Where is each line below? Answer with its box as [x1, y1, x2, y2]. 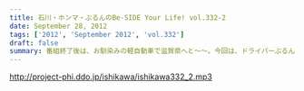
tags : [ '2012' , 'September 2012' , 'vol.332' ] [9, 30, 184, 39]
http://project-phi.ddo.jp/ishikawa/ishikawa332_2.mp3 [9, 71, 213, 82]
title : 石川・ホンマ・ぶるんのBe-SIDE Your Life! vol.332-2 [9, 13, 227, 23]
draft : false [9, 38, 59, 48]
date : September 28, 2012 [9, 22, 107, 31]
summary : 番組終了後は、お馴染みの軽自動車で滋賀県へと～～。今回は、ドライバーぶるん [9, 47, 296, 56]
